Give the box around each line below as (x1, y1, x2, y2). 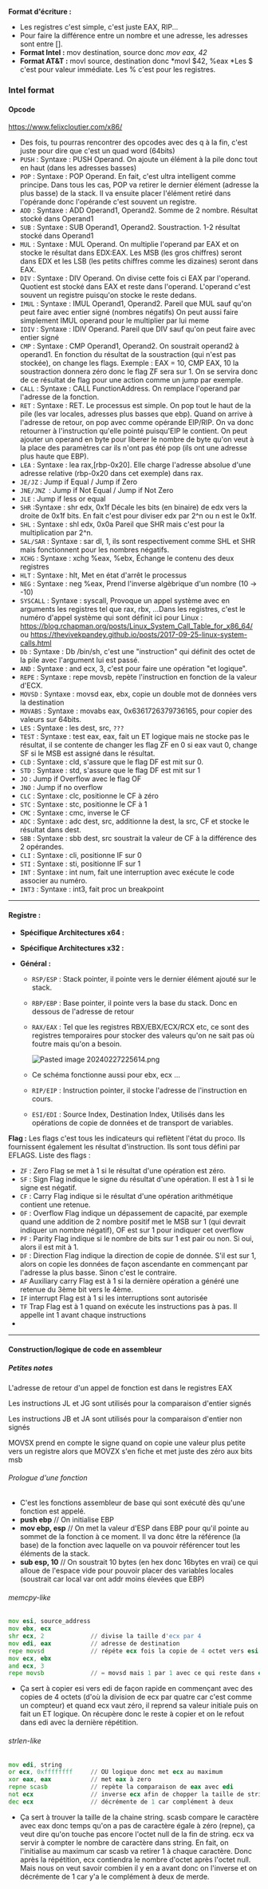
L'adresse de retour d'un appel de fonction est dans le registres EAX (8, 1383, 233, 1392)
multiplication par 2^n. (19, 528, 93, 538)
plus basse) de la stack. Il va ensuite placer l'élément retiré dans (19, 189, 231, 198)
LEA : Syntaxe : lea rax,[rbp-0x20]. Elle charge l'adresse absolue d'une (19, 460, 251, 470)
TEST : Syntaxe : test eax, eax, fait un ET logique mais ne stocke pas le (19, 732, 250, 741)
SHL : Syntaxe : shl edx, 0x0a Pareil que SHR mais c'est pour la (19, 519, 225, 530)
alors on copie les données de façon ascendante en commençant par (19, 1260, 249, 1269)
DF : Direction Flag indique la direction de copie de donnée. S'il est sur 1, (19, 1251, 257, 1260)
